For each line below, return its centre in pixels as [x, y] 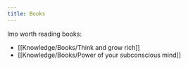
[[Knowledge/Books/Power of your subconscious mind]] [99, 55]
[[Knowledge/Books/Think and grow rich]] [79, 47]
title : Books [26, 14]
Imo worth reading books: [45, 34]
